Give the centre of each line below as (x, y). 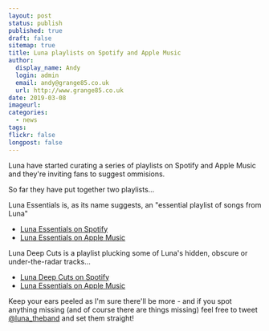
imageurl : (25, 105)
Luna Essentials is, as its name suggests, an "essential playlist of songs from (135, 204)
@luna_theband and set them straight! (71, 318)
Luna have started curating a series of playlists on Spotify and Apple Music (132, 165)
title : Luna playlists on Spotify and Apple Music (95, 53)
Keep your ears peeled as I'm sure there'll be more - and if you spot (120, 301)
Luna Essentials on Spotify (64, 228)
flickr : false (32, 135)
